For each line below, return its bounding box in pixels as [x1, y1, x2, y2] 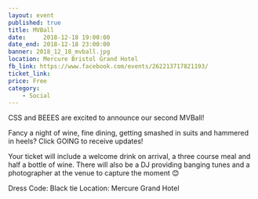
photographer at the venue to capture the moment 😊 [8, 168, 180, 178]
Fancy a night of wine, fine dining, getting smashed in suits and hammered [8, 128, 249, 138]
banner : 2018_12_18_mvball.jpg [8, 48, 111, 56]
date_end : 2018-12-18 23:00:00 [8, 41, 111, 49]
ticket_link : [8, 70, 51, 78]
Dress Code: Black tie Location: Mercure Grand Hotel [8, 183, 180, 193]
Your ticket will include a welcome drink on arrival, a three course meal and [8, 152, 251, 161]
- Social [22, 92, 51, 99]
